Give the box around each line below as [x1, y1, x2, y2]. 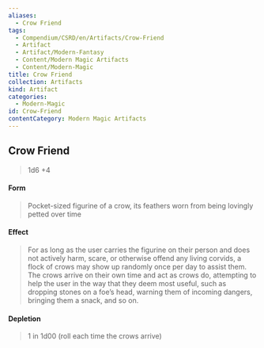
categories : [8, 93, 47, 101]
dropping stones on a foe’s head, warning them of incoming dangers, [27, 287, 253, 297]
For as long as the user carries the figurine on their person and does [27, 245, 251, 254]
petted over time [27, 209, 81, 219]
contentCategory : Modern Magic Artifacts [8, 115, 147, 123]
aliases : [8, 11, 37, 20]
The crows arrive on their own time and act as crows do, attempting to [27, 270, 257, 280]
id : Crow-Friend [8, 108, 62, 116]
